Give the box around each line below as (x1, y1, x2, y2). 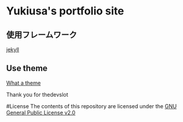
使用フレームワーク (6, 29, 77, 40)
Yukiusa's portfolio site (6, 4, 124, 18)
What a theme (6, 79, 41, 87)
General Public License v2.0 (6, 109, 76, 116)
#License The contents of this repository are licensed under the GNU (6, 102, 177, 109)
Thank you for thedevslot (6, 91, 68, 98)
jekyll (6, 46, 19, 53)
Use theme (6, 63, 48, 73)
